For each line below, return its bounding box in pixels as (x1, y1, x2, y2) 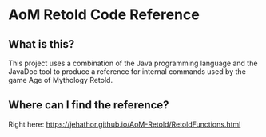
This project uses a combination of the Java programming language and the (8, 58, 258, 68)
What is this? (8, 37, 75, 51)
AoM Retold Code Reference (8, 6, 200, 24)
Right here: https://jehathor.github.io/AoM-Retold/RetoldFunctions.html (8, 119, 241, 129)
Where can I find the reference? (8, 98, 169, 112)
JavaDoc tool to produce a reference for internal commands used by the (8, 67, 246, 76)
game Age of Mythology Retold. (8, 76, 113, 84)
